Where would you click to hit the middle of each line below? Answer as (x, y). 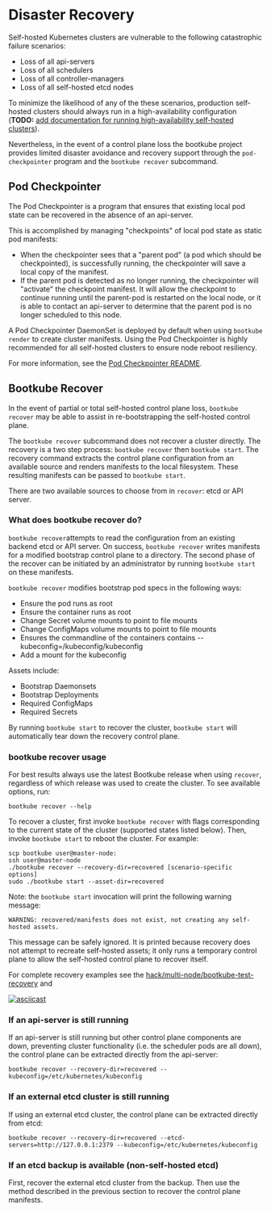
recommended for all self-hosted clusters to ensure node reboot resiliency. (133, 347)
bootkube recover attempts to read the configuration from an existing (122, 538)
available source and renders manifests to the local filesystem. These (124, 467)
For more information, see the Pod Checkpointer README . (105, 363)
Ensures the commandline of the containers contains (108, 637)
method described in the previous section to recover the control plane (125, 1192)
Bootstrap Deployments (59, 694)
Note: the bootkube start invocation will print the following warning (120, 897)
